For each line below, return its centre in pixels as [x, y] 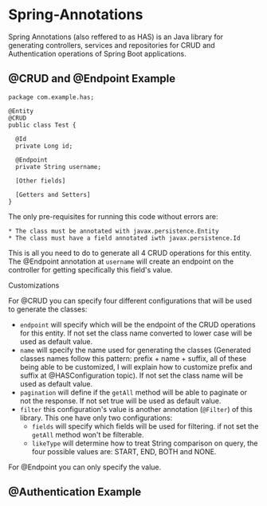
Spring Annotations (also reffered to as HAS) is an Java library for [116, 37]
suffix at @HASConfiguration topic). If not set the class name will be [131, 375]
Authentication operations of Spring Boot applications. [97, 53]
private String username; [59, 167]
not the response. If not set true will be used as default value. [120, 401]
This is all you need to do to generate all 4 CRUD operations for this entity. [130, 253]
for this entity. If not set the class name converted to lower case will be [136, 333]
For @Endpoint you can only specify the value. [85, 467]
